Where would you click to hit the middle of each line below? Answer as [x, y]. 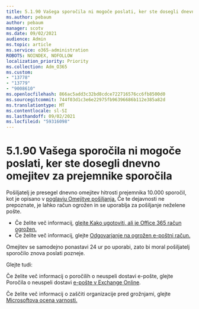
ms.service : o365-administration [47, 50]
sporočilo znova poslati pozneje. [46, 253]
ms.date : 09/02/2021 [32, 34]
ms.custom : [20, 72]
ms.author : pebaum [29, 17]
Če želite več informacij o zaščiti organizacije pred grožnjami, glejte [88, 294]
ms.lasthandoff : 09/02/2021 [41, 116]
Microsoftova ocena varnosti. [42, 300]
